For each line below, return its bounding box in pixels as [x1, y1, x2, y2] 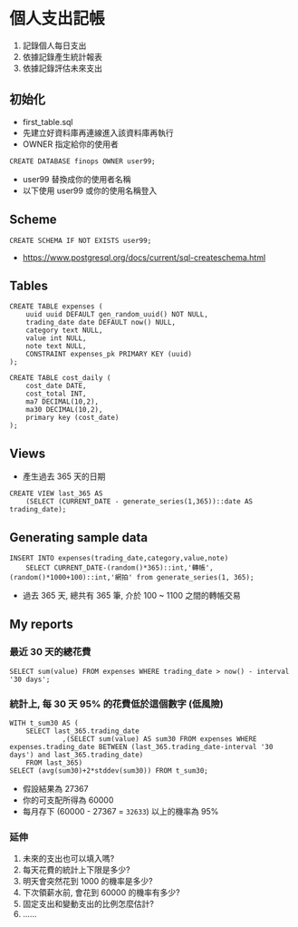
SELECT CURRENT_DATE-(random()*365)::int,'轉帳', [25, 563, 215, 572]
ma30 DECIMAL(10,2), [25, 405, 103, 415]
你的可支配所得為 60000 [22, 795, 114, 805]
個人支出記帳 [9, 8, 106, 29]
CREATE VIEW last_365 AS [9, 489, 103, 499]
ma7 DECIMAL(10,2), [25, 397, 100, 406]
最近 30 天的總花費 [9, 646, 91, 659]
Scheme [9, 212, 57, 228]
